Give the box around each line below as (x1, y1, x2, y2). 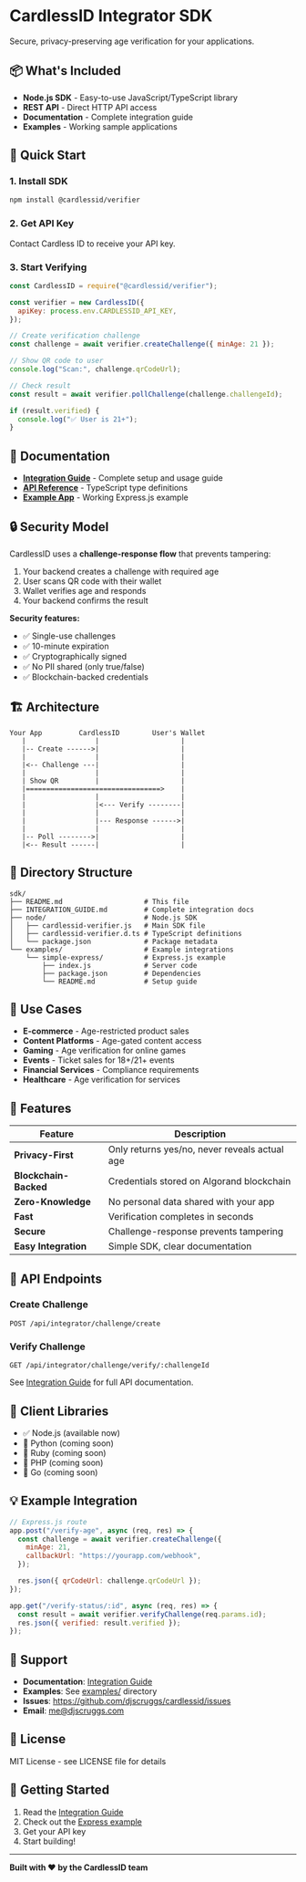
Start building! (22, 1835, 76, 1846)
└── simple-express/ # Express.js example (25, 952, 226, 962)
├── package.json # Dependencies (42, 969, 202, 978)
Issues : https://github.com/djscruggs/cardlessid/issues (22, 1696, 231, 1707)
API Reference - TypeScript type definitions (22, 483, 189, 494)
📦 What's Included (9, 63, 121, 78)
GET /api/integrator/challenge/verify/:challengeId (9, 1361, 209, 1370)
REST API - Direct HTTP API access (22, 101, 158, 112)
